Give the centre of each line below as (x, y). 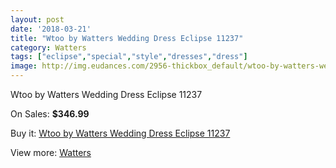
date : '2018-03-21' (51, 29)
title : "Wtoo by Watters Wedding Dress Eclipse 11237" (127, 38)
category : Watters (48, 47)
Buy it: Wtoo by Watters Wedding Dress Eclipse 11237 (120, 133)
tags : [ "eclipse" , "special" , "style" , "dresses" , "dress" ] (129, 57)
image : (24, 66)
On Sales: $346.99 (50, 114)
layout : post (37, 19)
